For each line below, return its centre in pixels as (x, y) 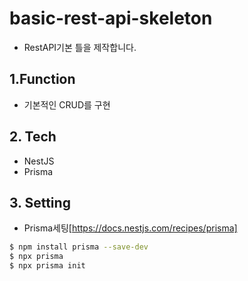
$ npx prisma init (47, 266)
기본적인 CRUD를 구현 (67, 104)
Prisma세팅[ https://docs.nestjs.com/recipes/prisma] (130, 228)
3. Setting (40, 202)
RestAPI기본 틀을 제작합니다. (80, 47)
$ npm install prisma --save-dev (79, 247)
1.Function (42, 79)
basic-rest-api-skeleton (111, 18)
